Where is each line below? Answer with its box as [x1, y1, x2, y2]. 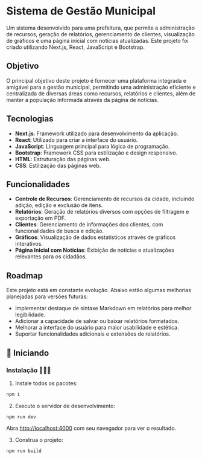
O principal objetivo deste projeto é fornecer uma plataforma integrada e [6, 77, 187, 84]
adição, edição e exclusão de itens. [14, 202, 103, 209]
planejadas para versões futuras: [6, 293, 89, 300]
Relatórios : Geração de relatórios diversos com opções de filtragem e [14, 208, 189, 216]
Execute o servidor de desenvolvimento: [14, 402, 116, 409]
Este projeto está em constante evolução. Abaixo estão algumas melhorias [6, 287, 192, 294]
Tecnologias [6, 113, 54, 124]
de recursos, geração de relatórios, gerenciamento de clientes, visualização [6, 30, 195, 37]
